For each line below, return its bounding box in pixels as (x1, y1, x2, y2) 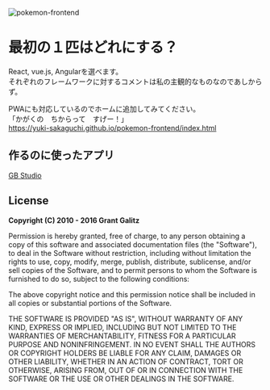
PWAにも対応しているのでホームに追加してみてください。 (8, 103, 200, 113)
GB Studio (8, 170, 42, 180)
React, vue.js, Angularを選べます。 (8, 66, 123, 76)
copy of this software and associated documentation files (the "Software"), (8, 239, 258, 250)
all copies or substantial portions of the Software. (8, 298, 172, 308)
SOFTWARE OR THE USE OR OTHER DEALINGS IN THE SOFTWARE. (8, 374, 235, 384)
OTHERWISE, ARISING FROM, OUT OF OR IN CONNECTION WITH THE (8, 365, 243, 375)
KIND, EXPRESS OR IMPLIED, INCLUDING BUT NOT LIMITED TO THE (8, 322, 237, 332)
